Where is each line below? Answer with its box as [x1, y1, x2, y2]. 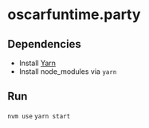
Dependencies [7, 37, 81, 51]
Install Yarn [18, 58, 57, 68]
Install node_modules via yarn [18, 67, 117, 76]
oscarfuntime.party [7, 6, 141, 24]
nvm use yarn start [7, 112, 71, 120]
